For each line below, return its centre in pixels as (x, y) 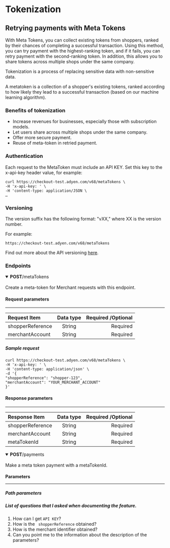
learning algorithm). (26, 97)
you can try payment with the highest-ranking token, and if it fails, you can (83, 51)
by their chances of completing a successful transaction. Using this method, (85, 46)
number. (14, 224)
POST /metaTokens (29, 277)
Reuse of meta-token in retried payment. (55, 143)
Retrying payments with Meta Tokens (65, 28)
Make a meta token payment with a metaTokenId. (56, 465)
